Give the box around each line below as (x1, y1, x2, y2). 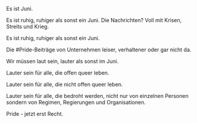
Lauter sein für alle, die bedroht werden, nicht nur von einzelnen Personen (6, 93, 189, 99)
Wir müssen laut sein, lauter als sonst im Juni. (6, 58, 119, 64)
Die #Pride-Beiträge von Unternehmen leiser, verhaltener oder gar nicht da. (6, 46, 192, 53)
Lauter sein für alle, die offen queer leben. (6, 69, 109, 76)
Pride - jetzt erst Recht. (6, 110, 64, 117)
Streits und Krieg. (6, 23, 49, 30)
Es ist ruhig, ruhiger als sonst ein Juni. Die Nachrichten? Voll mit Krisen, (6, 17, 182, 23)
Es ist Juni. (6, 5, 33, 12)
